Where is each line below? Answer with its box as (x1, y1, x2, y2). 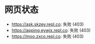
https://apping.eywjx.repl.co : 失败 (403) (11, 27, 91, 33)
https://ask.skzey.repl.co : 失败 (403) (11, 21, 84, 27)
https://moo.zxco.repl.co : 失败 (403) (11, 33, 84, 39)
